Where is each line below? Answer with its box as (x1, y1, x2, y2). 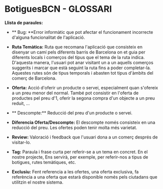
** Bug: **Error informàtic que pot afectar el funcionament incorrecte (11, 29, 153, 35)
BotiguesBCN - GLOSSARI (4, 3, 112, 15)
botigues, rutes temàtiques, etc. (11, 159, 77, 165)
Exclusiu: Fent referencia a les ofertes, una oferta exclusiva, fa (11, 168, 139, 175)
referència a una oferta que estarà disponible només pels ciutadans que (11, 174, 158, 180)
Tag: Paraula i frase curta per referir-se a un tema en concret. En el (11, 149, 148, 155)
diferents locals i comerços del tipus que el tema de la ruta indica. (11, 54, 145, 60)
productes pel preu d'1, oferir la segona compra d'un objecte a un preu (11, 95, 155, 101)
